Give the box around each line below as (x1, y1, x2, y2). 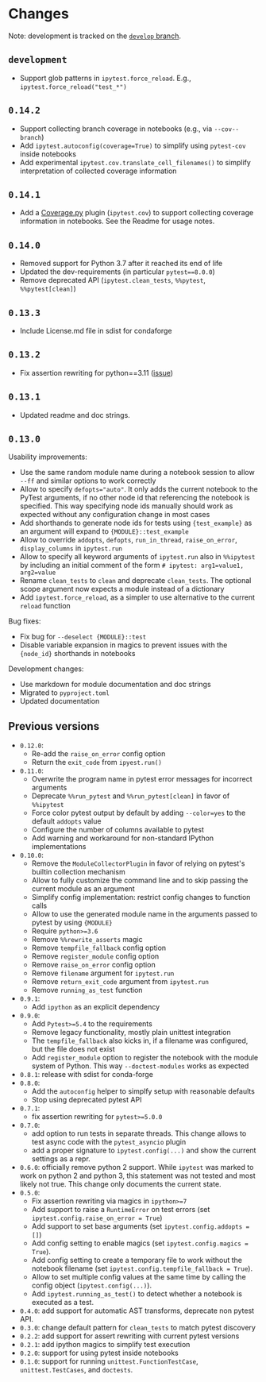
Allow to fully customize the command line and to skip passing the (31, 875, 249, 886)
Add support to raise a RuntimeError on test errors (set (31, 1205, 210, 1214)
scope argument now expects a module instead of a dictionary (19, 585, 225, 594)
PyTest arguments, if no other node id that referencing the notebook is (19, 493, 250, 503)
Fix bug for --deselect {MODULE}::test (19, 632, 147, 642)
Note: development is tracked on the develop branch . (8, 31, 181, 41)
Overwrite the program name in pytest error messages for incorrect (31, 774, 253, 784)
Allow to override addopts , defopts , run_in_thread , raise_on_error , (19, 535, 237, 545)
